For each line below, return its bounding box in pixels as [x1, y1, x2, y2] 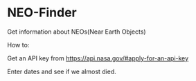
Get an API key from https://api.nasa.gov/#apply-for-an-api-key [7, 54, 189, 62]
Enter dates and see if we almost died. [7, 67, 116, 76]
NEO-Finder [7, 5, 78, 21]
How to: [7, 40, 30, 49]
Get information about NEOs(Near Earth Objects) [7, 27, 147, 36]
